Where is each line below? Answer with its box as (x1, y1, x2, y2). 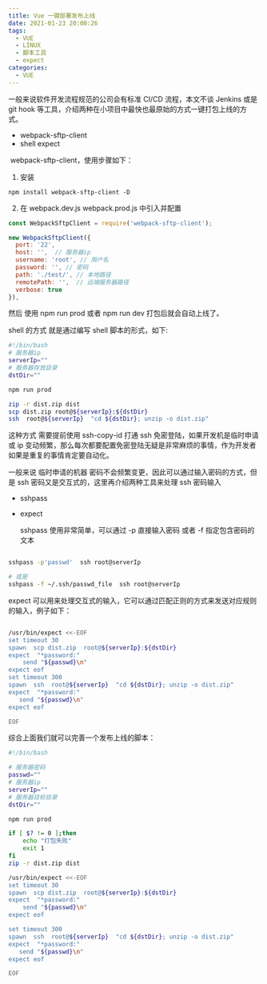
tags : (8, 26, 26, 34)
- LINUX (15, 42, 42, 50)
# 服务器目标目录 (8, 793, 58, 801)
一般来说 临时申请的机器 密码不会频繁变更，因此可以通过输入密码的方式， (8, 467, 250, 477)
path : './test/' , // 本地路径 (15, 270, 112, 278)
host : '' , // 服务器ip (15, 249, 91, 257)
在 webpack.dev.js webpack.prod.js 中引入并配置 (19, 203, 181, 213)
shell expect (19, 138, 61, 148)
